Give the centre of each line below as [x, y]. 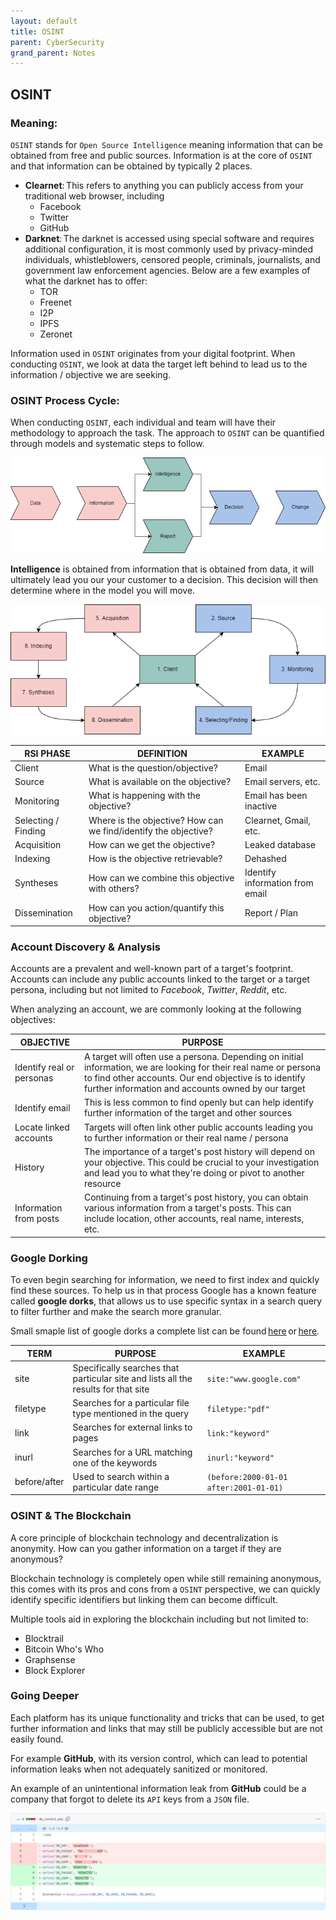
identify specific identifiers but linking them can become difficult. [144, 1599]
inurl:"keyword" [240, 1458]
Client [27, 767]
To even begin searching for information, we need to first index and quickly [165, 1280]
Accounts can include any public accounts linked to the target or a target [160, 979]
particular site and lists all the [132, 1378]
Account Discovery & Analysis [85, 947]
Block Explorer [55, 1670]
